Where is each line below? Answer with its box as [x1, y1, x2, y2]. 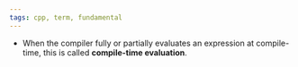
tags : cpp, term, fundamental [9, 13, 123, 22]
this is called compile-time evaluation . [43, 46, 187, 58]
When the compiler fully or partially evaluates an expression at [22, 38, 255, 48]
